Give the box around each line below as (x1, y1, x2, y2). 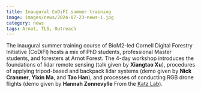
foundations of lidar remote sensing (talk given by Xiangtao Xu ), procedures (6, 61, 196, 68)
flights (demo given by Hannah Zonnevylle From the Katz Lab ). (6, 80, 163, 88)
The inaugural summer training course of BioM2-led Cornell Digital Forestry (6, 42, 193, 49)
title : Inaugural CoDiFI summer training (6, 8, 112, 15)
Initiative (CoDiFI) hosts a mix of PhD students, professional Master (6, 49, 172, 56)
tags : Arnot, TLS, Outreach (6, 25, 77, 32)
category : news (6, 20, 44, 26)
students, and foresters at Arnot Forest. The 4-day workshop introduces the (6, 55, 194, 62)
